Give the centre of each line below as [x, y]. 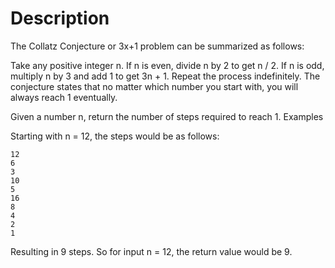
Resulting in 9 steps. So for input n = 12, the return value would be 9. [151, 251]
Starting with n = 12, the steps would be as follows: [115, 136]
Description [60, 18]
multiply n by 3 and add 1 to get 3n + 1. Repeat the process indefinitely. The [165, 76]
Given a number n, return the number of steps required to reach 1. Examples [167, 116]
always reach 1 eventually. [64, 97]
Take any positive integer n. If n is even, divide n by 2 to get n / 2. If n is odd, [167, 65]
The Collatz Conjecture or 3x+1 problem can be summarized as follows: [157, 46]
